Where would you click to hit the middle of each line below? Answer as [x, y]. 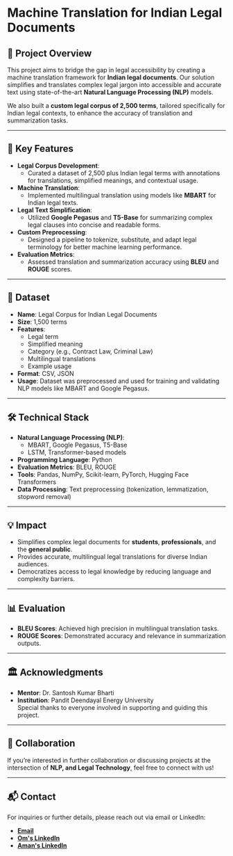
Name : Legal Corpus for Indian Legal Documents [87, 314]
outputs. [29, 643]
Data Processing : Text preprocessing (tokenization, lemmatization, [113, 489]
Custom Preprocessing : [52, 232]
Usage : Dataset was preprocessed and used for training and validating [118, 381]
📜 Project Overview [50, 53]
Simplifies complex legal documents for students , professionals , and [116, 542]
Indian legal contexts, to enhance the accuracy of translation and [100, 113]
